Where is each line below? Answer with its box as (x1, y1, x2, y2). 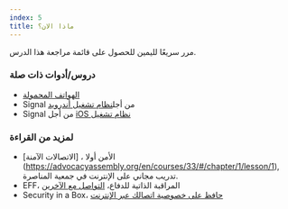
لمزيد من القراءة (9, 131, 74, 143)
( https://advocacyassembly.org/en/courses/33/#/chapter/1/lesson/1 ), (22, 161, 280, 172)
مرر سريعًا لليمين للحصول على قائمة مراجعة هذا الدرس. (9, 46, 197, 57)
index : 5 (9, 13, 42, 23)
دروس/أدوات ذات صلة (9, 68, 97, 81)
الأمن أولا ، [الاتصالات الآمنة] (22, 151, 116, 162)
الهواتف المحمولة (22, 89, 80, 100)
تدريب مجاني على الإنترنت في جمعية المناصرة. (22, 170, 179, 181)
